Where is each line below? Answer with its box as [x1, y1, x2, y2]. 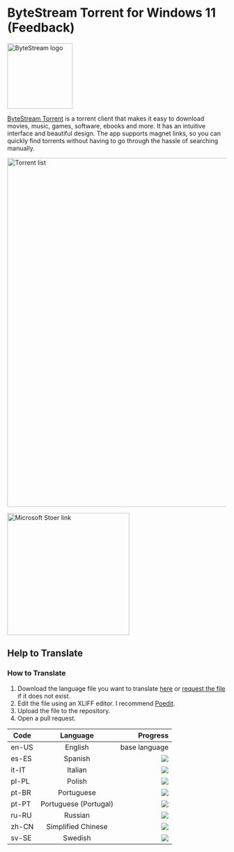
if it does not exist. [17, 692, 71, 700]
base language [120, 742, 169, 752]
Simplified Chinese [46, 821, 108, 831]
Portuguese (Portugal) [40, 799, 114, 809]
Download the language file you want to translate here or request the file [17, 684, 226, 692]
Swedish [63, 832, 92, 842]
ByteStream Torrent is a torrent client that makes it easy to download [7, 114, 205, 123]
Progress [138, 731, 169, 740]
